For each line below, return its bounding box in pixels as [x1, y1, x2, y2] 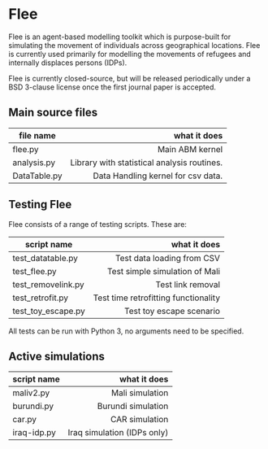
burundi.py [12, 400, 54, 412]
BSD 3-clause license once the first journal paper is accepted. [8, 82, 217, 92]
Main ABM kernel [157, 143, 223, 155]
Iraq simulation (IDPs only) [67, 427, 169, 438]
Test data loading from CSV [115, 252, 221, 264]
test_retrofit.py [12, 292, 69, 303]
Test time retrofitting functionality [93, 292, 221, 303]
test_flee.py [12, 265, 57, 277]
